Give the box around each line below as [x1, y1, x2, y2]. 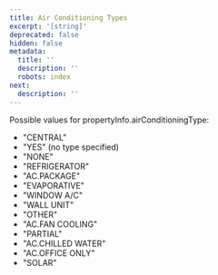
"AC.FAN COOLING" [22, 219, 98, 230]
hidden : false [9, 38, 64, 48]
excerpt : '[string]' [9, 22, 88, 31]
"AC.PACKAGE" [22, 170, 80, 182]
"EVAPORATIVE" [22, 180, 84, 191]
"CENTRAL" [22, 132, 67, 142]
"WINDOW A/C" [22, 190, 84, 201]
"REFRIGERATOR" [22, 161, 89, 172]
